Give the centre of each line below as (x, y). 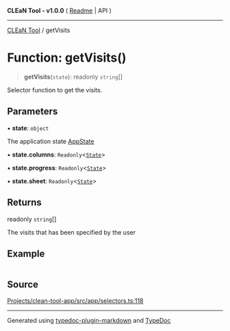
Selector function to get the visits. (55, 90)
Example (26, 253)
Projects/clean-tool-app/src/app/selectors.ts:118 (75, 301)
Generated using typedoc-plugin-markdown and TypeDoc (89, 321)
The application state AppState (51, 141)
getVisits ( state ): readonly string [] (73, 77)
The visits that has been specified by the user (71, 232)
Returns (25, 203)
